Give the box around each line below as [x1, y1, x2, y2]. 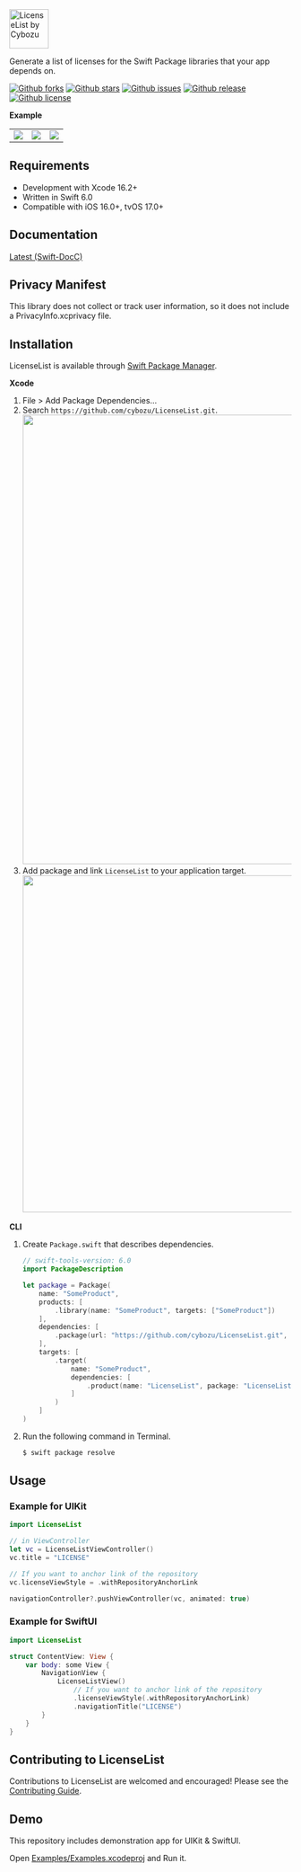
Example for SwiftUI [9, 1615, 98, 1628]
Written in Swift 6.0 [21, 191, 93, 202]
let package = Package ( [21, 1281, 112, 1290]
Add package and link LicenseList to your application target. [21, 865, 246, 876]
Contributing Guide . [9, 1786, 82, 1797]
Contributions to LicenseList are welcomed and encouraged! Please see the [9, 1776, 289, 1787]
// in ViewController [9, 1537, 90, 1546]
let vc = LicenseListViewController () [9, 1545, 154, 1554]
